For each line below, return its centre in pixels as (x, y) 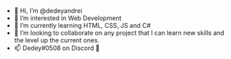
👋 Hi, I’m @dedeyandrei (48, 11)
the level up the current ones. (57, 40)
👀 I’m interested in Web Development (68, 18)
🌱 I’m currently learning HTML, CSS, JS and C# (82, 25)
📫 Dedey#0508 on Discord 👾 (57, 48)
